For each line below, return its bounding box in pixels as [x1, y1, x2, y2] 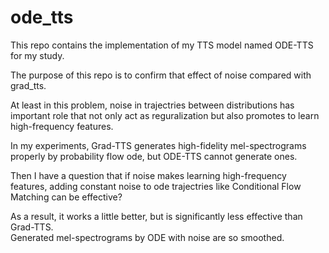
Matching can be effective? [10, 191, 123, 203]
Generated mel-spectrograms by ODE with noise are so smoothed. [10, 231, 285, 243]
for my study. [10, 49, 65, 61]
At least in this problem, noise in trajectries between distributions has [10, 99, 295, 111]
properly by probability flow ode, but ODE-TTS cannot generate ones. [10, 150, 298, 162]
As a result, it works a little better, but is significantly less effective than [10, 210, 303, 222]
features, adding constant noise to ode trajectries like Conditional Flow [10, 180, 302, 192]
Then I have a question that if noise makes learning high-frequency [10, 169, 287, 181]
